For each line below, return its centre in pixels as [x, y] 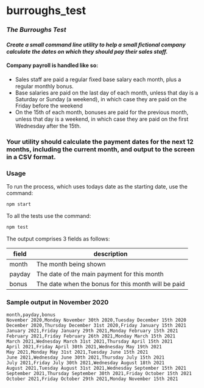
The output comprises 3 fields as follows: [58, 239]
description [111, 254]
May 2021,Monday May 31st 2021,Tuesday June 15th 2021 [77, 352]
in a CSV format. [31, 157]
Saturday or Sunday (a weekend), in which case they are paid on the [101, 99]
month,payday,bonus [31, 315]
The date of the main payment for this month [100, 274]
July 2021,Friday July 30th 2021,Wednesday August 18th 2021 [86, 363]
